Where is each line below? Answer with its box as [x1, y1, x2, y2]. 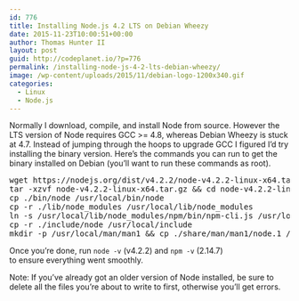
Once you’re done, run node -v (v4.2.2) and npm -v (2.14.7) [9, 246, 224, 256]
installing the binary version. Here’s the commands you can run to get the [9, 149, 278, 159]
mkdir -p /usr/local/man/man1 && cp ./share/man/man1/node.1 [9, 229, 282, 239]
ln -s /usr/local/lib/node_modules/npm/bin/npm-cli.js [9, 211, 254, 221]
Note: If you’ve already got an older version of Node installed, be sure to [9, 273, 274, 283]
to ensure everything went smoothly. [9, 255, 144, 265]
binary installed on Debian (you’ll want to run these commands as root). [9, 158, 271, 169]
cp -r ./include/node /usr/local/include [9, 220, 193, 230]
